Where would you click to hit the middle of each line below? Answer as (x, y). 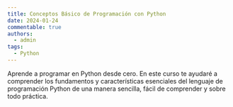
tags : (15, 47)
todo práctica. (28, 96)
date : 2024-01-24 (33, 21)
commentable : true (34, 27)
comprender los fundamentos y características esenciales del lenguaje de (115, 81)
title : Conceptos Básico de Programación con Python (87, 14)
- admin (25, 40)
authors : (20, 34)
